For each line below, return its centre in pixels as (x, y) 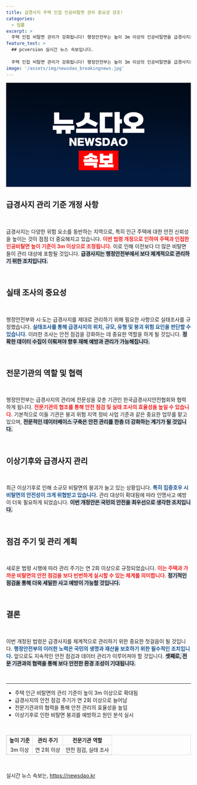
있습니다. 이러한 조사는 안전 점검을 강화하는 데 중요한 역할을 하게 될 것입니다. (94, 334)
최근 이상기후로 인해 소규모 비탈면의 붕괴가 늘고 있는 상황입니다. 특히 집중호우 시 (97, 488)
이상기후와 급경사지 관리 (47, 461)
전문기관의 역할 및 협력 (45, 373)
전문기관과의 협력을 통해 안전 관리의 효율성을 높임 (71, 707)
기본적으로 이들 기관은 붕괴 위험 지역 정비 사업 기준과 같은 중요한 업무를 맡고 (101, 414)
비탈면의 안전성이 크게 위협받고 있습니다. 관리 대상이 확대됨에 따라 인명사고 (91, 495)
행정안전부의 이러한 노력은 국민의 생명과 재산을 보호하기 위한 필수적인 (92, 648)
